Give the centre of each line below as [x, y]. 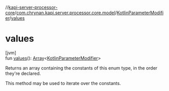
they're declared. [23, 73]
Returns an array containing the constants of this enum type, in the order [81, 68]
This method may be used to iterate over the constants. [63, 83]
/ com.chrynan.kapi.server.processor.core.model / [66, 13]
